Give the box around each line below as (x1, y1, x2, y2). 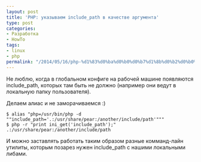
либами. (6, 150, 28, 157)
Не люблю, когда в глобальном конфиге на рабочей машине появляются (6, 75, 194, 82)
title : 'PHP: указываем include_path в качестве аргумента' (6, 14, 160, 20)
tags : (6, 42, 20, 48)
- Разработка (6, 31, 39, 37)
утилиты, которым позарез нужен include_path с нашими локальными (6, 143, 186, 151)
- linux (6, 48, 26, 54)
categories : (6, 25, 36, 32)
